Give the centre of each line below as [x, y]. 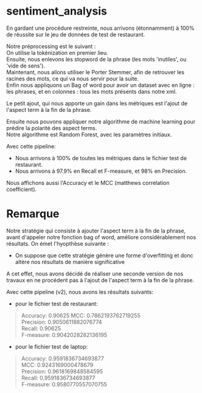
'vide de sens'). [26, 66]
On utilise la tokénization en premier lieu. [57, 52]
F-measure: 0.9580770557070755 [64, 384]
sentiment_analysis [57, 11]
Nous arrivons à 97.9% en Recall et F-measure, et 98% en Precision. [101, 171]
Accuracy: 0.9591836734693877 [63, 358]
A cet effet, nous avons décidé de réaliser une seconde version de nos [95, 273]
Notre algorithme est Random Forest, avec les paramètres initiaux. [89, 134]
